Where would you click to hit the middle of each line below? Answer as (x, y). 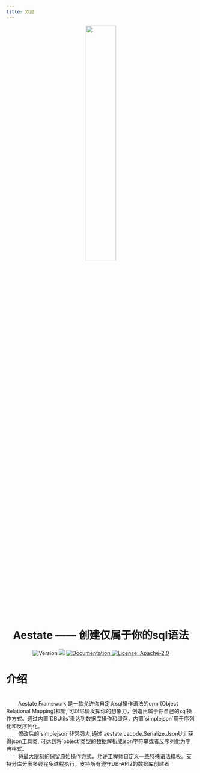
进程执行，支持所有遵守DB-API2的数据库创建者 (111, 763)
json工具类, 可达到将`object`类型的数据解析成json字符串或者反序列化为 (98, 741)
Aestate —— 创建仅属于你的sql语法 (101, 635)
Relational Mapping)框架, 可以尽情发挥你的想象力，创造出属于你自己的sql (97, 711)
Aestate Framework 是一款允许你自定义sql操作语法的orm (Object (98, 703)
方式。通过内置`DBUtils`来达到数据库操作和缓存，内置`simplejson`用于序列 (103, 718)
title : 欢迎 (20, 12)
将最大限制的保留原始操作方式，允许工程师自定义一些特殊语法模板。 (102, 756)
